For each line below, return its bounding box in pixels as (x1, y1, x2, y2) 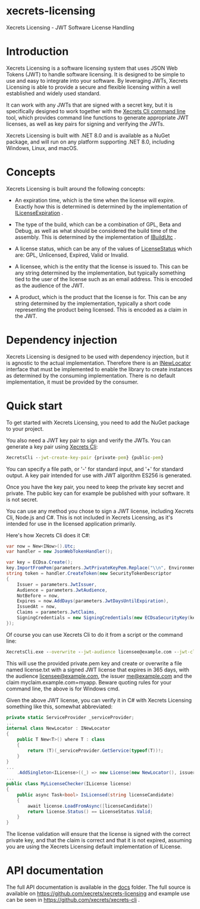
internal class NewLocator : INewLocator (6, 726, 111, 731)
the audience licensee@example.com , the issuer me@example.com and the (6, 672, 192, 680)
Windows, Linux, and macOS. (6, 144, 79, 151)
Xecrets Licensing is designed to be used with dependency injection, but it (6, 353, 189, 360)
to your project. (6, 425, 44, 432)
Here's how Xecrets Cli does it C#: (6, 531, 90, 538)
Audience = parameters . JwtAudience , (17, 587, 108, 593)
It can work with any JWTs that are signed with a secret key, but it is (6, 101, 173, 108)
